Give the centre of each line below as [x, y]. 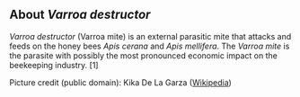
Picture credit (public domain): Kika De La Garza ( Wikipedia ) [120, 82]
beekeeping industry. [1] [54, 65]
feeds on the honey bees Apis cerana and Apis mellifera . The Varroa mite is [150, 46]
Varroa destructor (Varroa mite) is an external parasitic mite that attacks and [150, 36]
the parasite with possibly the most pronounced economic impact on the [144, 55]
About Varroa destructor [80, 15]
